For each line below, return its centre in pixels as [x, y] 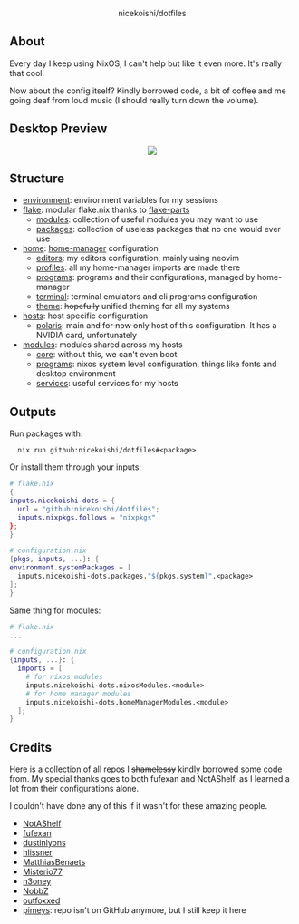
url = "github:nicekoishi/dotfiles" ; [89, 509]
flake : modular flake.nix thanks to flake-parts [106, 210]
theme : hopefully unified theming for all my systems [133, 306]
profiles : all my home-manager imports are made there [138, 267]
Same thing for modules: [55, 610]
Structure [37, 179]
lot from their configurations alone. [74, 789]
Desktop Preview [58, 129]
